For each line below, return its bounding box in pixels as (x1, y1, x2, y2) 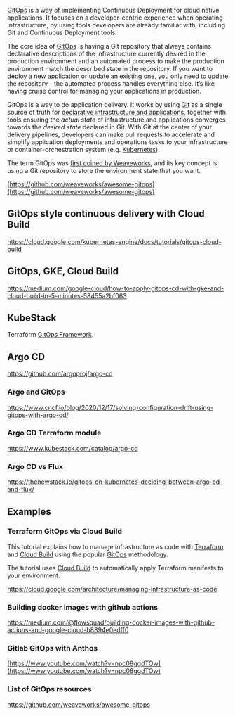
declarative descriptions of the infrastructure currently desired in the (7, 49, 206, 58)
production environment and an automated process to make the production (7, 57, 224, 65)
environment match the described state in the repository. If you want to (7, 65, 213, 72)
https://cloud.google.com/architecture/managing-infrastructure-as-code (7, 584, 217, 593)
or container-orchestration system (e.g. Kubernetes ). (7, 146, 160, 153)
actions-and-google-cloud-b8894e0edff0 (7, 626, 129, 634)
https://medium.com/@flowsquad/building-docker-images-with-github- (7, 618, 215, 627)
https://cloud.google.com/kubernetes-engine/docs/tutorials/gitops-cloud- (7, 237, 222, 245)
